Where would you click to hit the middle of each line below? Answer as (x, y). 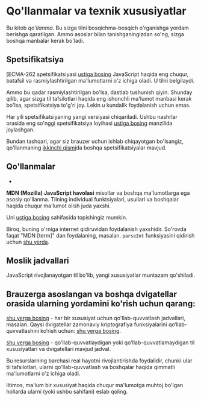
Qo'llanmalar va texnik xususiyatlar (96, 11)
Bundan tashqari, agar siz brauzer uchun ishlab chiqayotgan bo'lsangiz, (95, 141)
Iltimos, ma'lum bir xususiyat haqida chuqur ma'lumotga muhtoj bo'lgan (95, 385)
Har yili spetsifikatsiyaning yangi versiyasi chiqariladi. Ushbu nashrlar (92, 116)
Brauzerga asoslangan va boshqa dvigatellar (92, 294)
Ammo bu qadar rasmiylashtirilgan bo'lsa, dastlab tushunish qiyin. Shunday (99, 92)
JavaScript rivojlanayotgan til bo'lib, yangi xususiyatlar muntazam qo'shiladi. (101, 275)
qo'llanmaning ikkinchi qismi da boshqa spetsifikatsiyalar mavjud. (86, 147)
